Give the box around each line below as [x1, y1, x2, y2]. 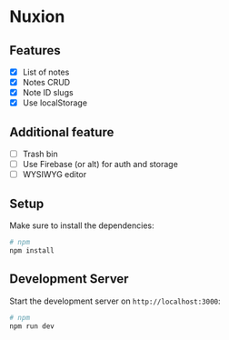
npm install [9, 245, 55, 255]
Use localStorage [22, 97, 88, 108]
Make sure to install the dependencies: [9, 220, 154, 231]
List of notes [22, 66, 70, 77]
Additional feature [9, 125, 114, 140]
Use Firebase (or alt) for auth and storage [22, 159, 179, 170]
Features [9, 43, 61, 58]
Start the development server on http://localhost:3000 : [9, 295, 221, 306]
